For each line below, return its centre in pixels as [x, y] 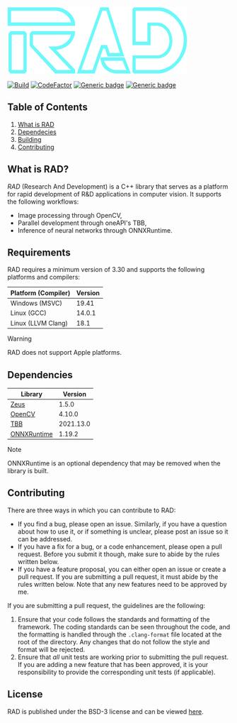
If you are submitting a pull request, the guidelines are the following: [106, 605]
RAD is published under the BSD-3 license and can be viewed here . [105, 711]
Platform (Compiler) [40, 293]
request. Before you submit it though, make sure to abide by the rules [118, 554]
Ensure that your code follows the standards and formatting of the [114, 619]
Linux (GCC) [29, 313]
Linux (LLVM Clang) [39, 323]
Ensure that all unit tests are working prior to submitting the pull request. [123, 657]
